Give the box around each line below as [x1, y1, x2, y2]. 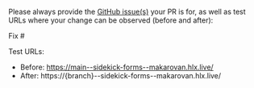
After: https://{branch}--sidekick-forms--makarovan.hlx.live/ [19, 71, 222, 80]
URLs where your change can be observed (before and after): [8, 15, 214, 25]
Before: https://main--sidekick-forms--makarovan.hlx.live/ [19, 62, 214, 72]
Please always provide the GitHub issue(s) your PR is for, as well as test [8, 7, 246, 16]
